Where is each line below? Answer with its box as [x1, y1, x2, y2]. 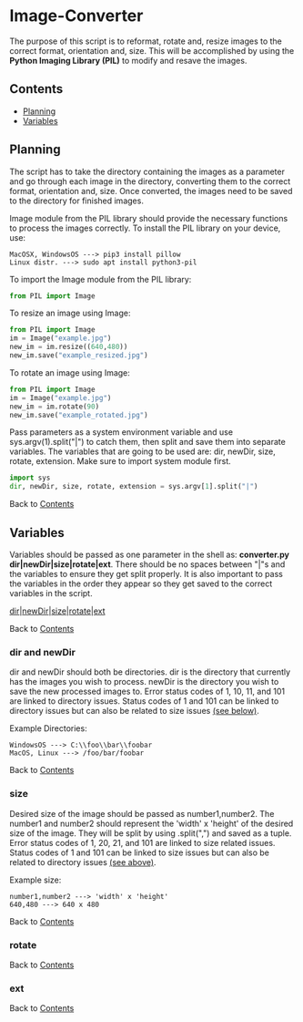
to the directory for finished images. [9, 195, 144, 206]
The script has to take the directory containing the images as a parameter [9, 166, 285, 177]
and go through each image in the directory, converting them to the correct [9, 175, 291, 187]
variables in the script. [9, 588, 93, 598]
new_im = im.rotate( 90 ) [9, 402, 100, 411]
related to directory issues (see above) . [9, 856, 157, 867]
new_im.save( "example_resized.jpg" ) [9, 351, 148, 360]
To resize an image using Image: [9, 307, 131, 319]
